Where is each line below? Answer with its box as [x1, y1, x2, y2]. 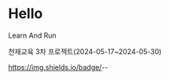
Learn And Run [8, 31, 57, 40]
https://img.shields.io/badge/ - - [8, 62, 108, 71]
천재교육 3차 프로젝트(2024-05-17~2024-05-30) [8, 46, 162, 56]
